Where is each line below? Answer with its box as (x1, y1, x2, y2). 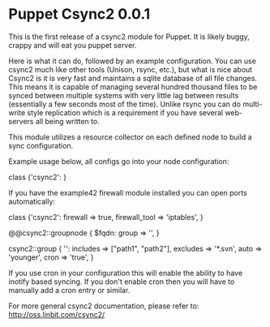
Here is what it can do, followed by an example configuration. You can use (8, 56, 257, 66)
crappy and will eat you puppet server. (8, 40, 137, 49)
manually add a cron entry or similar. (8, 285, 131, 295)
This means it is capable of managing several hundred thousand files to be (8, 82, 258, 92)
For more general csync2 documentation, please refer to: (8, 301, 199, 311)
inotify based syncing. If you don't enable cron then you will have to (8, 277, 235, 286)
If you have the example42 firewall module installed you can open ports (8, 187, 247, 197)
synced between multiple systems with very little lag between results (8, 90, 239, 100)
